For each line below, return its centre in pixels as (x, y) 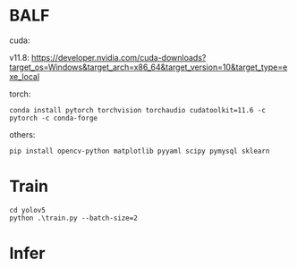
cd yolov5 (28, 210)
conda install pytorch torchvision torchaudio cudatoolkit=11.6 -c (138, 110)
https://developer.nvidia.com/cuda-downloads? (119, 57)
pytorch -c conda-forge (54, 118)
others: (22, 134)
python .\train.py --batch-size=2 (74, 218)
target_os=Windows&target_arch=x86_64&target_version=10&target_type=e (148, 67)
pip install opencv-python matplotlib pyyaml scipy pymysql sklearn (140, 151)
